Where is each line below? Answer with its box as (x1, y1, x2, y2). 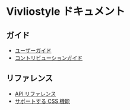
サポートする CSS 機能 (14, 98, 70, 105)
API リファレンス (14, 90, 56, 97)
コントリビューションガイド (14, 54, 83, 62)
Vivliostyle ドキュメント (6, 5, 126, 18)
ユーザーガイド (14, 47, 52, 54)
